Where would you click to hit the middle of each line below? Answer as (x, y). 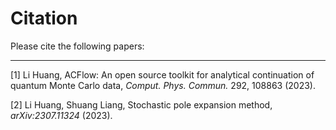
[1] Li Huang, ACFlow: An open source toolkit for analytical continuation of (162, 74)
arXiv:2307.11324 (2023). (61, 115)
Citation (44, 18)
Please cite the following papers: (77, 46)
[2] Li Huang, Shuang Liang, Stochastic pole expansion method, (141, 104)
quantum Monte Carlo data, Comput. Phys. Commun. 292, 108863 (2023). (163, 85)
